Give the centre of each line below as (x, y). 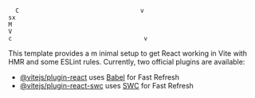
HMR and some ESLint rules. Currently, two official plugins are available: (127, 62)
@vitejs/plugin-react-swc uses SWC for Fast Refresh (106, 86)
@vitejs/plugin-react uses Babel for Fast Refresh (100, 77)
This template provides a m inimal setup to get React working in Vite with (128, 53)
